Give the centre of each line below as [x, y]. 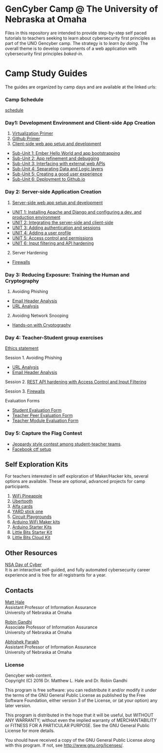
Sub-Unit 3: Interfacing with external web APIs [59, 164]
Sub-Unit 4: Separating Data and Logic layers [58, 169]
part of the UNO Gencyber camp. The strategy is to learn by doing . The [77, 43]
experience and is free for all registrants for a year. [56, 575]
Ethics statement [22, 348]
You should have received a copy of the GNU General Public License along [80, 740]
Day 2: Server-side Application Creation [53, 192]
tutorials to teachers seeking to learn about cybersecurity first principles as [81, 38]
